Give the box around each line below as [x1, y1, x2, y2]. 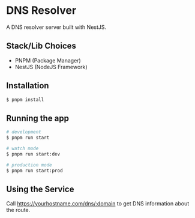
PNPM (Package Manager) [14, 56, 81, 64]
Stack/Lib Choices [6, 41, 77, 51]
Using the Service [6, 184, 74, 194]
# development [6, 129, 42, 135]
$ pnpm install [6, 97, 44, 103]
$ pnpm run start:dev [6, 151, 61, 157]
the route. [6, 207, 31, 214]
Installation [6, 80, 49, 91]
